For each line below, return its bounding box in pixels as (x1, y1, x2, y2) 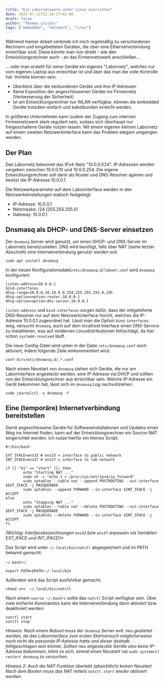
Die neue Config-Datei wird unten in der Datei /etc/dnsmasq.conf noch (5, 342, 147, 348)
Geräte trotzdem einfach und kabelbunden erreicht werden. (12, 104, 133, 110)
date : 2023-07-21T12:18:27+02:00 (5, 12, 74, 17)
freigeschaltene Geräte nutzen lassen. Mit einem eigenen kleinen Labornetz (5, 124, 158, 130)
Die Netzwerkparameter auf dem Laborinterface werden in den (5, 186, 132, 192)
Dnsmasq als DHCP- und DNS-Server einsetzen (5, 225, 153, 234)
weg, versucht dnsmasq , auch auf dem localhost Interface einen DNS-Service (5, 322, 160, 328)
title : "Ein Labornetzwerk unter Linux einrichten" (5, 7, 113, 12)
